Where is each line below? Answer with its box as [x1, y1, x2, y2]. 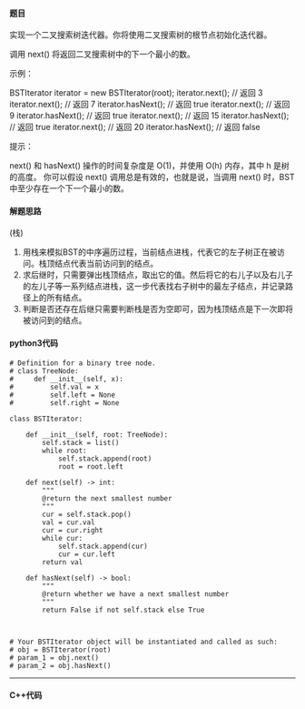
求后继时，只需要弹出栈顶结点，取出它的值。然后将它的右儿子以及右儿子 [22, 269, 293, 280]
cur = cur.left [57, 550, 116, 559]
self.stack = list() [42, 438, 120, 447]
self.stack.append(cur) [57, 542, 148, 551]
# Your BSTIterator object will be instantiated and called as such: [9, 637, 279, 646]
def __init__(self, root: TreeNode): [25, 430, 169, 440]
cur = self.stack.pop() [42, 510, 132, 519]
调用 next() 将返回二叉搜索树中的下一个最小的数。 [9, 49, 195, 60]
